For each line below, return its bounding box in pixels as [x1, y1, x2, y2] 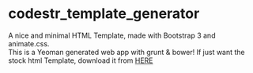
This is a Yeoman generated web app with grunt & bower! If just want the [8, 47, 245, 57]
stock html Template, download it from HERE [8, 56, 153, 65]
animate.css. [8, 38, 50, 48]
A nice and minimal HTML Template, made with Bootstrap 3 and [8, 31, 216, 40]
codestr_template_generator [8, 5, 200, 23]
